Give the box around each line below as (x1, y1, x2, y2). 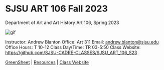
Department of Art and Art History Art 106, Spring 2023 (5, 19, 119, 25)
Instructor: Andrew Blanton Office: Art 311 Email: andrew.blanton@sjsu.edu (5, 38, 159, 45)
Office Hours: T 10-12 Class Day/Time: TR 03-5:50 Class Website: (5, 44, 141, 50)
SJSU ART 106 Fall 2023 (5, 3, 108, 14)
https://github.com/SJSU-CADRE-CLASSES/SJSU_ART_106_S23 (5, 49, 137, 55)
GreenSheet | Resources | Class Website (5, 59, 89, 65)
